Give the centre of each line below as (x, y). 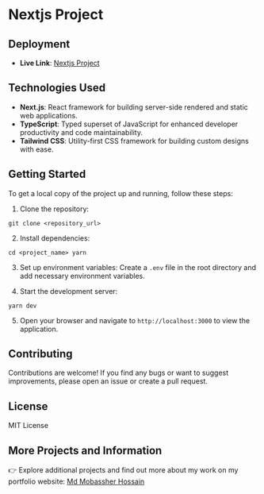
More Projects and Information (85, 450)
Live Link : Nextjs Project (60, 63)
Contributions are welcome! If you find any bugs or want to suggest (119, 373)
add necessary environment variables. (82, 276)
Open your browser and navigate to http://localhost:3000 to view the (135, 320)
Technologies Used (57, 88)
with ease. (36, 149)
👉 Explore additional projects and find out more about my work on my (123, 470)
